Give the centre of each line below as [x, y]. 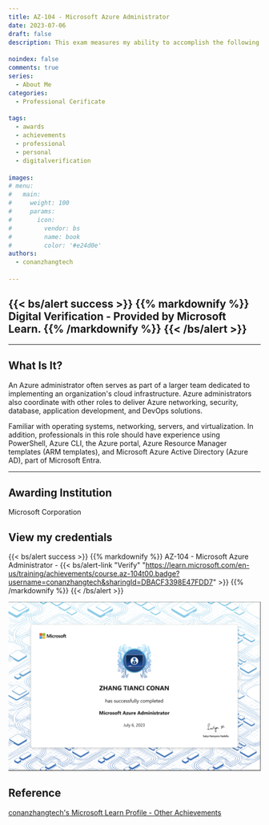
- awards [30, 127]
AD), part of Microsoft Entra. [55, 460]
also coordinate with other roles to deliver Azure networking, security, [123, 402]
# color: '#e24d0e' [55, 245]
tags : [17, 119]
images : [21, 178]
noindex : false [34, 59]
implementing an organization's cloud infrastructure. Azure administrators [130, 394]
